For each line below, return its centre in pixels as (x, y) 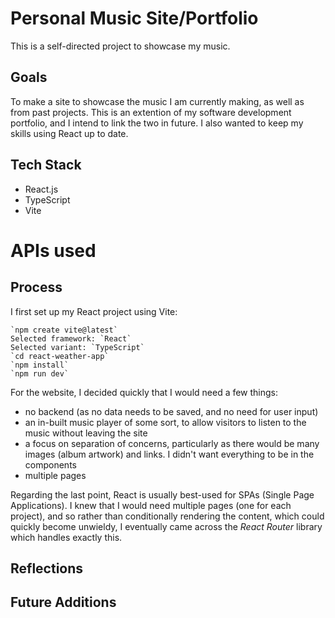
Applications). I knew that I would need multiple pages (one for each (151, 505)
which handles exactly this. (66, 537)
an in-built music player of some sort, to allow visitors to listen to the (165, 422)
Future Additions (63, 602)
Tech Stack (46, 165)
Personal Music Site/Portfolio (134, 18)
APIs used (53, 250)
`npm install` (40, 365)
